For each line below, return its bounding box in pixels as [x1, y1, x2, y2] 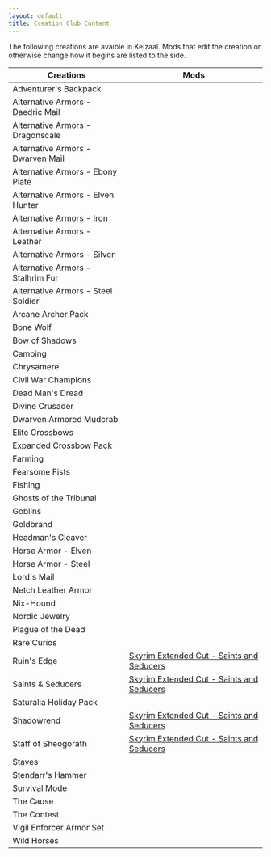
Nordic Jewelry [12, 610, 70, 622]
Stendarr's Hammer [12, 769, 87, 780]
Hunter [12, 199, 39, 210]
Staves [12, 756, 39, 767]
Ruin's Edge [12, 655, 58, 666]
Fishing [12, 479, 40, 490]
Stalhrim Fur [12, 272, 59, 283]
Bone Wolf [12, 321, 52, 332]
